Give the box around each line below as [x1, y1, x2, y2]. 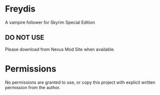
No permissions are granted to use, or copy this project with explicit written [5, 79, 156, 85]
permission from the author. [5, 84, 61, 90]
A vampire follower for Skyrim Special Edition [5, 19, 96, 25]
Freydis [5, 3, 36, 15]
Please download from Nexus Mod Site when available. [5, 46, 115, 52]
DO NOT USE [5, 33, 45, 42]
